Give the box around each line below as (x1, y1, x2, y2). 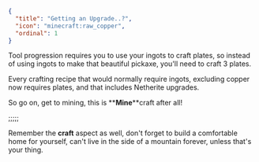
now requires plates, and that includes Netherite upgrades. (8, 83, 200, 92)
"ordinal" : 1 (15, 29, 58, 37)
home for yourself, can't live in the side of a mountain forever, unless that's (8, 137, 252, 146)
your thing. (8, 145, 43, 155)
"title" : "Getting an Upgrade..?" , (15, 14, 133, 23)
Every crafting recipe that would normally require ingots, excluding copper (8, 75, 250, 84)
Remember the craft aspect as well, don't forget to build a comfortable (8, 128, 238, 138)
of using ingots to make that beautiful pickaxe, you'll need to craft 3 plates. (8, 59, 251, 68)
